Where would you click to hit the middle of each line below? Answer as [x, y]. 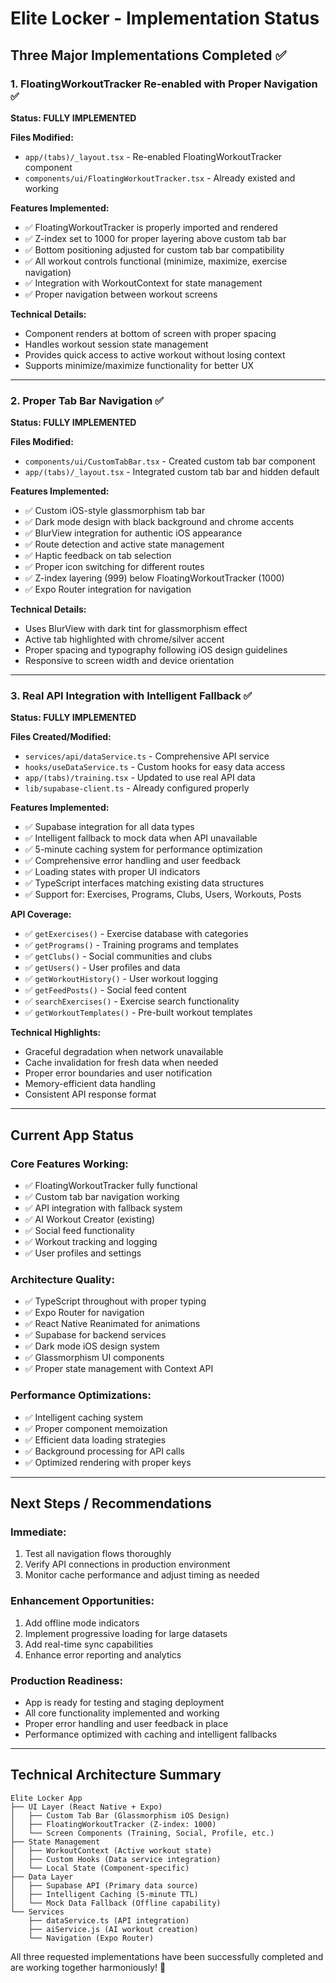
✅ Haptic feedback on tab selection [98, 556]
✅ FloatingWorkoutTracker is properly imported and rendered [151, 227]
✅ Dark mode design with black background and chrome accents [159, 522]
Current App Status [72, 1135]
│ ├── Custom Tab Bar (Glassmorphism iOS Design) [120, 1815]
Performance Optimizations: [81, 1395]
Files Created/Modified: [61, 737]
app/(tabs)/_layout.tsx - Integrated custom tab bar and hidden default [172, 472]
